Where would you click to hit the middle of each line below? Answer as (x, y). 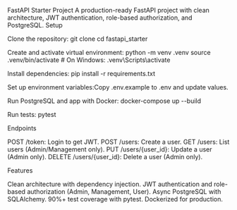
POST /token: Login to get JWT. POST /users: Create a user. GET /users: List (119, 142)
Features (20, 171)
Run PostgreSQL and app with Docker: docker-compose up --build (104, 101)
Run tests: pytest (32, 115)
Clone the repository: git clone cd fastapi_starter (78, 39)
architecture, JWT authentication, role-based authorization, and (100, 18)
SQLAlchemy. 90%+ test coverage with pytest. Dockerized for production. (115, 199)
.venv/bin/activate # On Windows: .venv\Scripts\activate (89, 60)
